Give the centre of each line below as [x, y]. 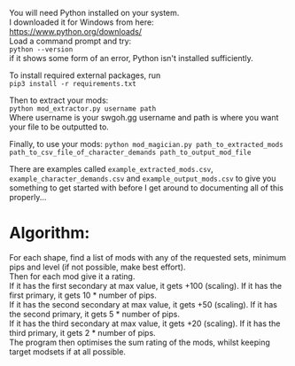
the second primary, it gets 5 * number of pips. [94, 314]
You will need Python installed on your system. [94, 13]
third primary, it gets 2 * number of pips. [83, 332]
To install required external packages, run [85, 75]
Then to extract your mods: [59, 100]
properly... [28, 197]
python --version [41, 50]
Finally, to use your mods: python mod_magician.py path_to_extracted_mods [146, 144]
